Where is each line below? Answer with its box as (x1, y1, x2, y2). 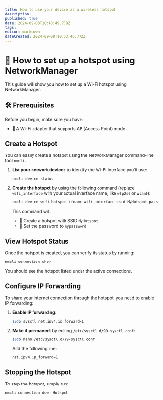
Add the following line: (12, 346, 57, 352)
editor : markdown (5, 30, 40, 34)
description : (5, 12, 32, 16)
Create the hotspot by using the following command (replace (12, 185, 135, 191)
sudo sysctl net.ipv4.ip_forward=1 (12, 319, 84, 323)
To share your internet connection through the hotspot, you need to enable (5, 295, 154, 301)
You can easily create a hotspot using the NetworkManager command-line (5, 153, 154, 158)
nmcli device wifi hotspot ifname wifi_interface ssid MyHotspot (12, 200, 147, 205)
